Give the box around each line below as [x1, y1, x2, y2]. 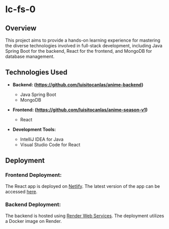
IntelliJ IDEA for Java [20, 136, 64, 142]
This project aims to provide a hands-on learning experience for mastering [5, 37, 160, 43]
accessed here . [5, 188, 38, 194]
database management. [5, 53, 55, 59]
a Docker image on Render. [5, 218, 62, 224]
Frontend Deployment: [5, 172, 62, 179]
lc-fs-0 [5, 4, 36, 15]
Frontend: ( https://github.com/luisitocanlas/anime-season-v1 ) [12, 107, 148, 113]
